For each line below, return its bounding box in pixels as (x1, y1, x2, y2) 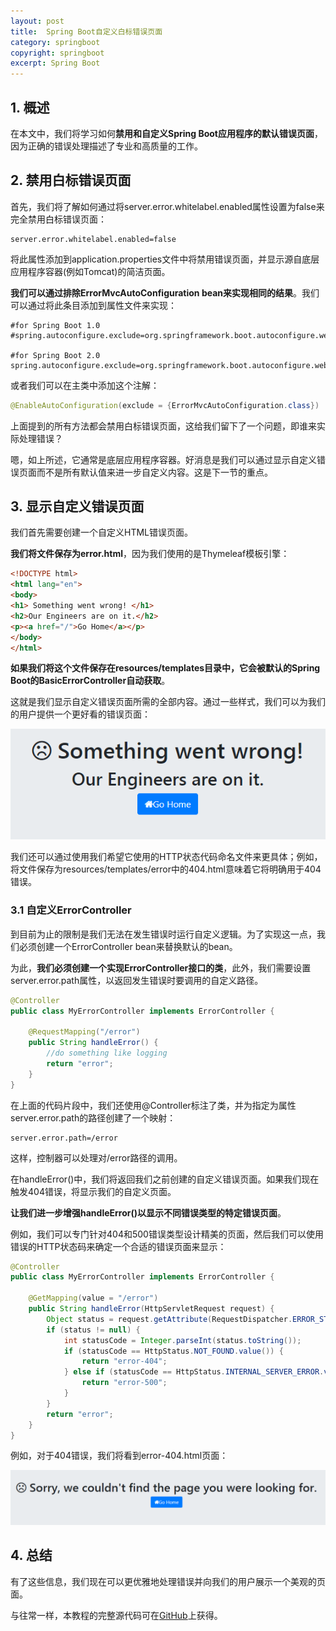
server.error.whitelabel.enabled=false (10, 234, 177, 244)
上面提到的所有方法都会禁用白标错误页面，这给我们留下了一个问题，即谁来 (10, 420, 317, 432)
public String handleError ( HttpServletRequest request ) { (28, 1304, 275, 1314)
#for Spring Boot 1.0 (10, 320, 101, 330)
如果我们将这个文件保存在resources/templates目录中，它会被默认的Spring (10, 662, 321, 674)
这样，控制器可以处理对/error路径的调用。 (10, 1151, 183, 1164)
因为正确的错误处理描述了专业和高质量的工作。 (10, 140, 203, 152)
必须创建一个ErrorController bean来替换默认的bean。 (18, 940, 238, 952)
